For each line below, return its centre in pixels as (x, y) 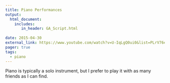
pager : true (18, 47)
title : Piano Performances (34, 10)
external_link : (21, 43)
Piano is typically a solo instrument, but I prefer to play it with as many (78, 71)
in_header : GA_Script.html (50, 29)
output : (13, 15)
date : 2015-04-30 (24, 38)
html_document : (26, 19)
